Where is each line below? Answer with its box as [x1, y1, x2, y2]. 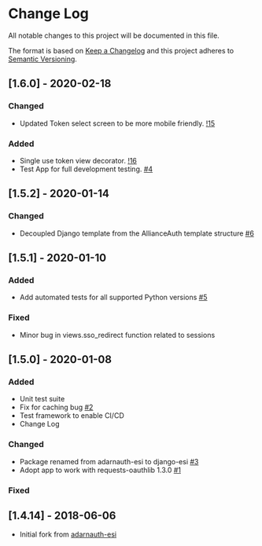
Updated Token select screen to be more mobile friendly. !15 [19, 119, 216, 128]
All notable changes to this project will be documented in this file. [8, 31, 220, 40]
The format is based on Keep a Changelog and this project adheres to [8, 46, 234, 55]
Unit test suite [19, 394, 65, 404]
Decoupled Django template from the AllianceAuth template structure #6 [19, 229, 254, 238]
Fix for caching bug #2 [19, 402, 94, 412]
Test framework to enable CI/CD [19, 411, 124, 420]
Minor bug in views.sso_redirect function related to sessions [19, 330, 216, 339]
